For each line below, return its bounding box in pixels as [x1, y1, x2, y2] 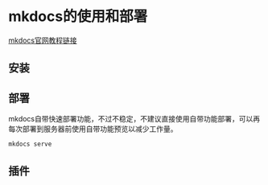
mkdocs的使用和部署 [8, 7, 148, 26]
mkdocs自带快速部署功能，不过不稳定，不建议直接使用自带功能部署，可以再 [8, 114, 260, 124]
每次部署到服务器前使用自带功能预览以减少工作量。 [8, 124, 178, 134]
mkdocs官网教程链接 [8, 35, 77, 45]
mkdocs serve [8, 140, 52, 149]
